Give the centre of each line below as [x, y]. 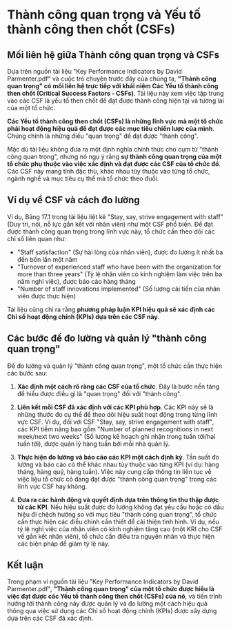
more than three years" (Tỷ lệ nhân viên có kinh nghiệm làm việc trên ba [120, 274]
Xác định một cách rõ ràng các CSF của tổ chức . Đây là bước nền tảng [118, 386]
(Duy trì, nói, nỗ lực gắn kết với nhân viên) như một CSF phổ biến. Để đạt [110, 224]
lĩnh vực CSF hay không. [52, 486]
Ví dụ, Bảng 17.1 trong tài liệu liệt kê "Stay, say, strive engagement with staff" [115, 216]
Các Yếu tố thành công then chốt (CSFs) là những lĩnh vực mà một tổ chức [115, 121]
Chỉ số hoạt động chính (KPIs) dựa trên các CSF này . [83, 316]
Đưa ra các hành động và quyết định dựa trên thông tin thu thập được [118, 499]
